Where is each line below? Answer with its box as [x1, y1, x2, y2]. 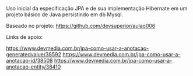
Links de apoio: [6, 34, 43, 40]
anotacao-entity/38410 [6, 63, 61, 70]
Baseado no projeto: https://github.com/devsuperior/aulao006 [6, 23, 156, 29]
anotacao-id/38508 [6, 57, 53, 64]
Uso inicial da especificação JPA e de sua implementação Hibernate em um [6, 5, 188, 12]
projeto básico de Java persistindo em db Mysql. [6, 11, 124, 18]
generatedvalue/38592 [6, 51, 61, 57]
